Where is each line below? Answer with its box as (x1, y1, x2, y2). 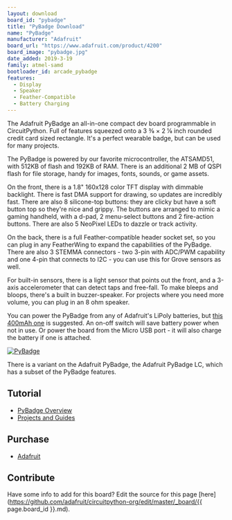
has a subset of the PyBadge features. (7, 368, 116, 376)
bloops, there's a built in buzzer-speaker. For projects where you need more (7, 290, 224, 298)
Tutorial (7, 388, 42, 400)
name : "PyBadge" (7, 29, 54, 37)
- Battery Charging (13, 100, 70, 107)
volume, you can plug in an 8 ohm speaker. (7, 298, 130, 306)
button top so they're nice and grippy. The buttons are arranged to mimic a (7, 205, 220, 213)
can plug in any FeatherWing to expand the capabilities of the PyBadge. (7, 240, 212, 249)
